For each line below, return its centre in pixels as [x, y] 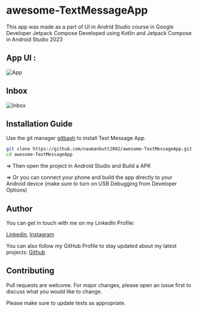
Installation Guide [39, 124]
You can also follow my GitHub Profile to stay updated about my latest [91, 246]
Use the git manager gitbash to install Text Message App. [76, 138]
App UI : [21, 58]
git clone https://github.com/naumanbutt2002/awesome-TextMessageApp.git [99, 149]
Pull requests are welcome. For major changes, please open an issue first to [99, 285]
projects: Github [26, 252]
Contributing [30, 271]
